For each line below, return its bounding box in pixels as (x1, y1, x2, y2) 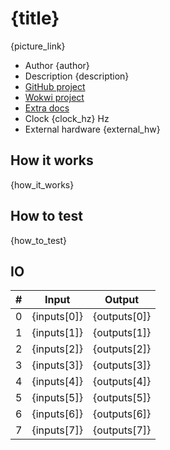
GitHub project (24, 80, 86, 92)
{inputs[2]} (31, 342, 83, 356)
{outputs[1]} (92, 326, 152, 340)
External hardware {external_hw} (24, 123, 161, 135)
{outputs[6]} (92, 407, 152, 421)
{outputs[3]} (92, 358, 152, 372)
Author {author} (24, 59, 90, 71)
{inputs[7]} (31, 423, 83, 437)
